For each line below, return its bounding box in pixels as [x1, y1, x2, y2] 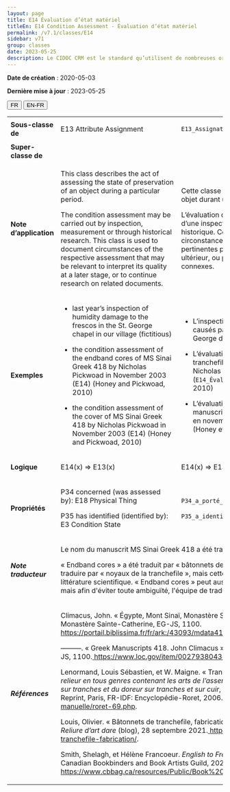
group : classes [7, 42, 51, 49]
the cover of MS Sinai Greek [72, 411, 163, 421]
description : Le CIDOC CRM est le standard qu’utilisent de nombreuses [7, 55, 216, 62]
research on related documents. [60, 279, 164, 288]
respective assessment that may [60, 253, 165, 262]
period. [60, 194, 84, 204]
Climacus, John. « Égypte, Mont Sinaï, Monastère [60, 610, 218, 620]
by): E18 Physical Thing [60, 496, 138, 505]
